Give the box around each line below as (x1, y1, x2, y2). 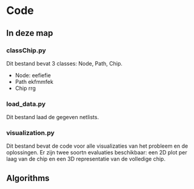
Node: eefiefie (15, 71, 52, 79)
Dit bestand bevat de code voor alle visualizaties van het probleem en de (6, 142, 189, 149)
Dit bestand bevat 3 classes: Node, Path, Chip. (6, 60, 122, 67)
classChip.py (6, 46, 47, 55)
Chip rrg (15, 84, 36, 92)
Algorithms (6, 173, 50, 183)
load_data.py (6, 100, 46, 108)
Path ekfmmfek (15, 78, 53, 85)
